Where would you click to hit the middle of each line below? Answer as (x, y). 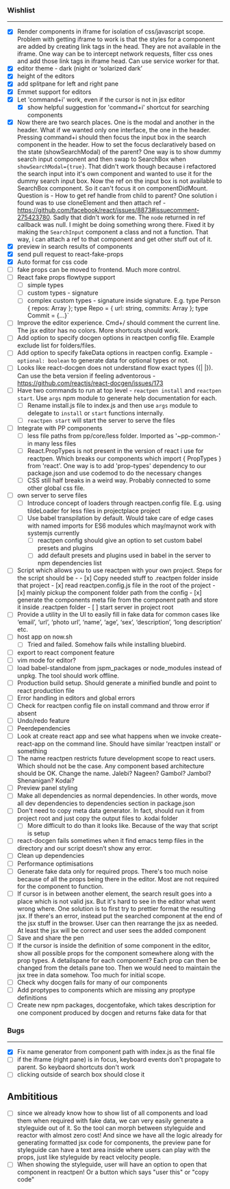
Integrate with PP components (60, 428)
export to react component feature (66, 652)
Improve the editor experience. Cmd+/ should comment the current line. (118, 323)
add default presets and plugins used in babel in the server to (124, 555)
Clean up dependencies (51, 856)
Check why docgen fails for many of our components (92, 982)
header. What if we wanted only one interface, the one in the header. (114, 130)
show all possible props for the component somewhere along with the (115, 953)
